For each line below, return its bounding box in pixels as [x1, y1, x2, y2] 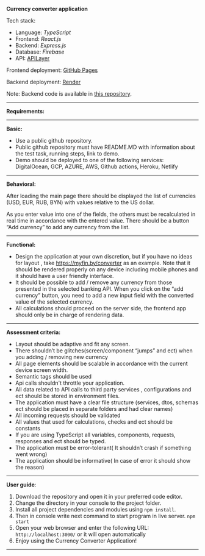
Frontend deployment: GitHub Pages [6, 66, 98, 74]
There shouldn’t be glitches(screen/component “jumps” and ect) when [15, 347, 193, 354]
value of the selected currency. [15, 298, 94, 305]
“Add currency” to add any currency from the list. [6, 224, 130, 230]
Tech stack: [6, 17, 35, 24]
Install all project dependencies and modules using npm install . [15, 506, 176, 513]
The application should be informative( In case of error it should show [15, 457, 191, 464]
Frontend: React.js [15, 35, 62, 42]
